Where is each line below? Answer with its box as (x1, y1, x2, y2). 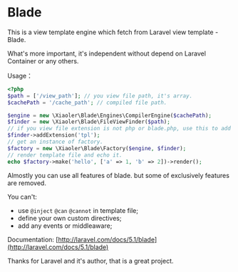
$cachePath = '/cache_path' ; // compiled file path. (7, 99, 167, 106)
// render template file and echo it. (7, 151, 123, 159)
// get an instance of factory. (7, 138, 103, 146)
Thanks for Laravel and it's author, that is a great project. (7, 256, 174, 265)
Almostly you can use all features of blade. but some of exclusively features (7, 171, 230, 179)
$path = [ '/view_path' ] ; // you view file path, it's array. (7, 92, 193, 100)
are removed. (7, 179, 46, 187)
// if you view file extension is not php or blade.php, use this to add (7, 125, 232, 132)
